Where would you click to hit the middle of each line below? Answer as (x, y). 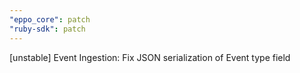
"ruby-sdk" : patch (47, 29)
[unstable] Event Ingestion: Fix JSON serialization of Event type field (150, 57)
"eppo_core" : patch (50, 19)
